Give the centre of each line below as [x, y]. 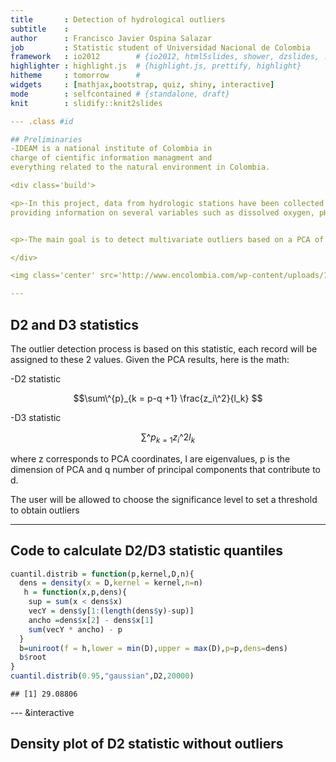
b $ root [33, 657]
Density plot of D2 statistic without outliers [147, 744]
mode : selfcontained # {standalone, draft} [120, 94]
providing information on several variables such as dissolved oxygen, [162, 212]
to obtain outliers [45, 510]
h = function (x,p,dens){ [75, 592]
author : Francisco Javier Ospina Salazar [111, 38]
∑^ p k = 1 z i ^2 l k [168, 438]
